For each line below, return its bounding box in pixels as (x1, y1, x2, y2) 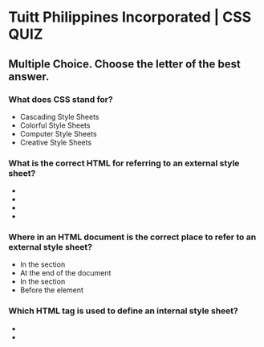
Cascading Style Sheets (19, 112, 100, 121)
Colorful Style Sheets (19, 120, 91, 130)
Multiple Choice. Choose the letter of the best (8, 57, 241, 71)
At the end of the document (19, 268, 112, 278)
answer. (8, 69, 50, 84)
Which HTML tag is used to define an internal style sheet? (8, 305, 238, 316)
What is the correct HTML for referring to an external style (8, 157, 240, 169)
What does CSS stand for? (8, 93, 114, 104)
